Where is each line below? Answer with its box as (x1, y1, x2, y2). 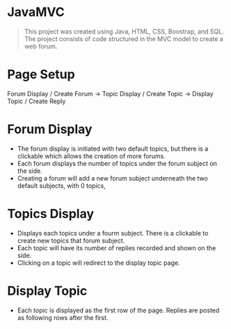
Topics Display (7, 206, 95, 222)
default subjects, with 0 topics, (17, 181, 106, 190)
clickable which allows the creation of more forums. (17, 151, 166, 160)
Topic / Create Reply (7, 97, 66, 105)
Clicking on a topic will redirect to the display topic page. (17, 259, 180, 267)
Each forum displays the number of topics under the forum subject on (17, 159, 218, 167)
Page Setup (7, 67, 75, 82)
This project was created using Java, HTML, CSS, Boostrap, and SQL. (24, 27, 225, 36)
